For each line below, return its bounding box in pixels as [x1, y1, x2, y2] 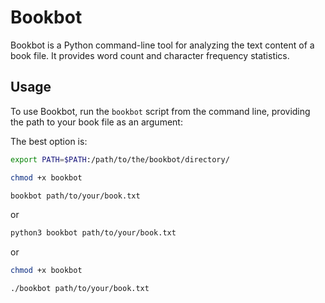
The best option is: [10, 135, 88, 147]
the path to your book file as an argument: [10, 116, 183, 128]
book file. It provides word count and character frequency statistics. [10, 49, 290, 61]
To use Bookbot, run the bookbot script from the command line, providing [10, 105, 311, 117]
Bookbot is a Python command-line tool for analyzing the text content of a [10, 39, 315, 51]
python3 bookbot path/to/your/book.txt [10, 228, 177, 238]
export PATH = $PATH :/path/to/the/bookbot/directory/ [10, 154, 230, 165]
